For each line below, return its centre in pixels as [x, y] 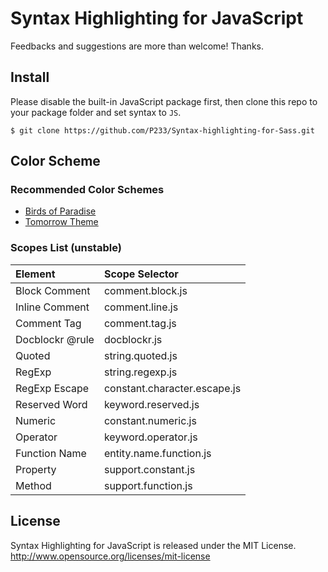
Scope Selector [141, 274]
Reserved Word [51, 404]
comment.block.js [145, 290]
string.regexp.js [140, 372]
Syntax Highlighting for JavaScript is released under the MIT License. [153, 545]
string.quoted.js [140, 355]
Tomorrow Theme [61, 222]
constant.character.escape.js [172, 388]
